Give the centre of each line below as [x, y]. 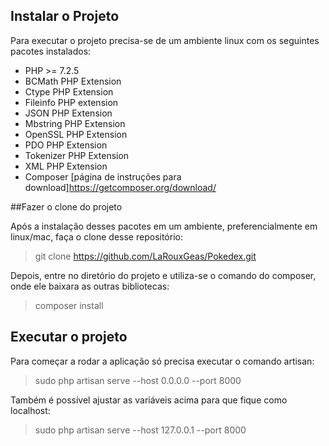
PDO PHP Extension [66, 145]
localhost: [30, 410]
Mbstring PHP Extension [75, 123]
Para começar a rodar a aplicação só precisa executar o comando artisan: [162, 361]
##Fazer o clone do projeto [66, 206]
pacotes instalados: [51, 51]
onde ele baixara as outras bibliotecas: [90, 286]
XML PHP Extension [66, 166]
